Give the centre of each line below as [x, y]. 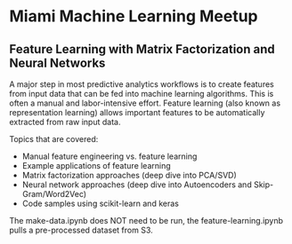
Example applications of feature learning [96, 165]
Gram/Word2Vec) [54, 194]
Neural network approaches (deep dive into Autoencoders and [137, 185]
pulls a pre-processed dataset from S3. [81, 230]
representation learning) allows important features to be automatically [137, 112]
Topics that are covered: [54, 139]
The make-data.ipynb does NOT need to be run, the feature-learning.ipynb [146, 220]
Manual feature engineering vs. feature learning [109, 156]
